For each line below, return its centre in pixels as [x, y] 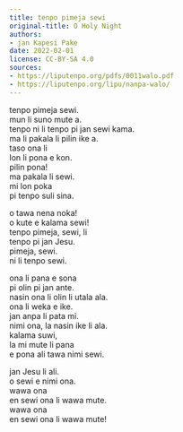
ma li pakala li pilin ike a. [54, 138]
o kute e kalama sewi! [49, 222]
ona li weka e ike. [41, 307]
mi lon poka [31, 186]
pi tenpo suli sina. [42, 195]
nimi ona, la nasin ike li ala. [58, 325]
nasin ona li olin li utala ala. [59, 297]
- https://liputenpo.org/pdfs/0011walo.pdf [92, 76]
